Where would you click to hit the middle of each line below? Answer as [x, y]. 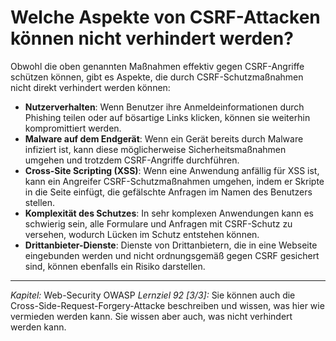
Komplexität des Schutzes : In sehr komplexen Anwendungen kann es [169, 213]
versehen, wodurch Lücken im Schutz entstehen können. [142, 234]
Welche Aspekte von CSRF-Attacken [165, 17]
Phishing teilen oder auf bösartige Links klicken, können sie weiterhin [167, 117]
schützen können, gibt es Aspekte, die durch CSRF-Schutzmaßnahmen [157, 77]
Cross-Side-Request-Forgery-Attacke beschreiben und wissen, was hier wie [167, 305]
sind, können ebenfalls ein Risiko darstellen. [115, 266]
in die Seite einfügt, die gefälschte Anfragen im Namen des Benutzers [168, 192]
